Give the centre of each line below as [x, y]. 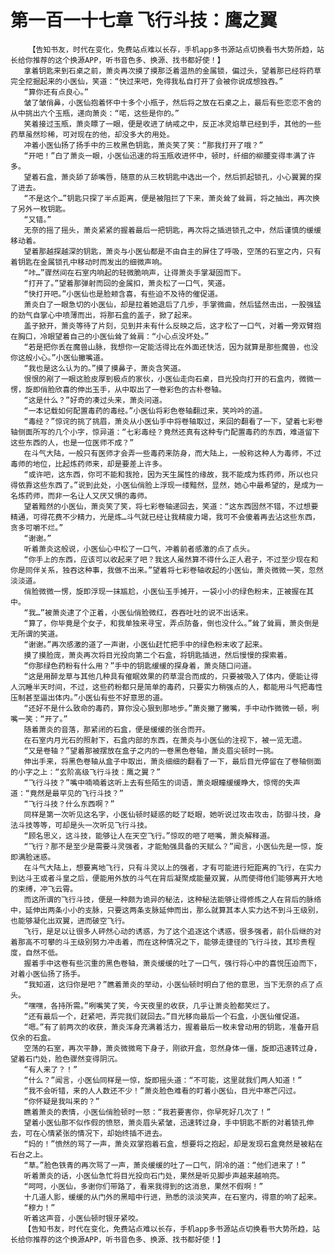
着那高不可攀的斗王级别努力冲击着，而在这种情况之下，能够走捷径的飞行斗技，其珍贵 [159, 942]
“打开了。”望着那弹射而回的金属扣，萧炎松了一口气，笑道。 [126, 283]
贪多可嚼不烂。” [37, 527]
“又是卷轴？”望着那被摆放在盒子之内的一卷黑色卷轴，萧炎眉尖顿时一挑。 [151, 751]
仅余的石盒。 [33, 1037]
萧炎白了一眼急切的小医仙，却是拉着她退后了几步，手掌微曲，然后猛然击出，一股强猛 [172, 304]
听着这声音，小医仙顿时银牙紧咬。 [83, 1218]
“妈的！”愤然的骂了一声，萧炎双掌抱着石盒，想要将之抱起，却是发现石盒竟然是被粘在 [173, 1144]
